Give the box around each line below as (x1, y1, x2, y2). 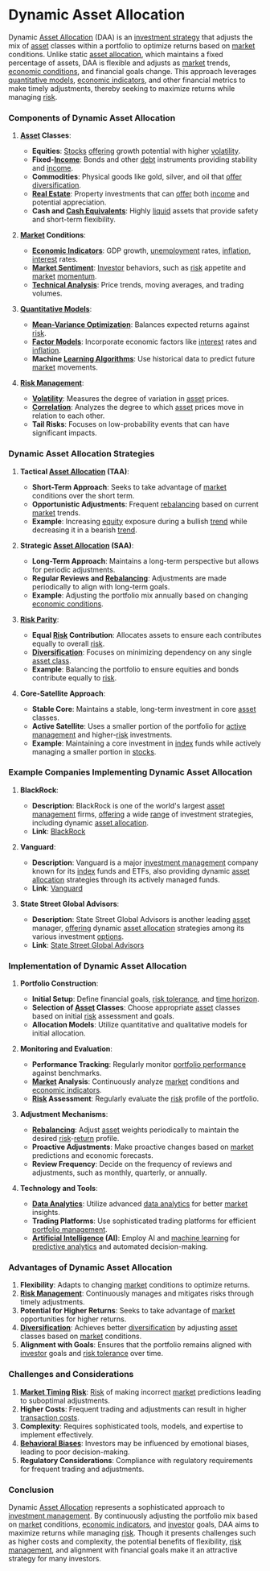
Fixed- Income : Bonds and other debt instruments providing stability (31, 155, 258, 164)
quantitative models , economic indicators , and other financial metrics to (8, 75, 246, 85)
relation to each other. (31, 411, 105, 420)
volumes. (31, 288, 63, 299)
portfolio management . (31, 1225, 108, 1234)
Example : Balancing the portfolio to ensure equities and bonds (31, 664, 239, 674)
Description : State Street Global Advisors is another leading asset (31, 914, 251, 924)
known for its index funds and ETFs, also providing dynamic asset (31, 866, 251, 875)
